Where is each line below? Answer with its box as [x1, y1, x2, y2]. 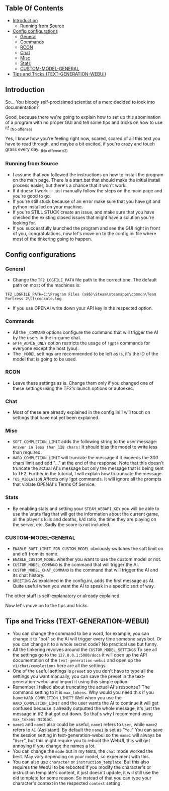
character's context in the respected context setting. [12, 780, 122, 786]
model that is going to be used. [12, 356, 77, 362]
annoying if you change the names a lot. [12, 743, 96, 749]
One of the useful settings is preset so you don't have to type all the [12, 668, 154, 674]
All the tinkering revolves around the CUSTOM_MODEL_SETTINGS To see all [12, 646, 157, 653]
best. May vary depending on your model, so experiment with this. [12, 753, 150, 759]
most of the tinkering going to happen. [12, 236, 92, 242]
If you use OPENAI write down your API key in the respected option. [12, 305, 153, 311]
